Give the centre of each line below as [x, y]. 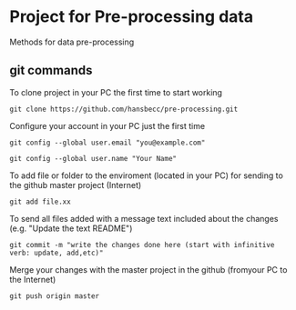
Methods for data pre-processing [72, 42]
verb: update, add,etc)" [56, 253]
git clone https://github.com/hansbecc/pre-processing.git [124, 109]
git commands [51, 70]
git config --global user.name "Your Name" [93, 158]
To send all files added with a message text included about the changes [144, 218]
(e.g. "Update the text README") [71, 228]
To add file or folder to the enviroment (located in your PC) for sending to [147, 175]
